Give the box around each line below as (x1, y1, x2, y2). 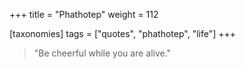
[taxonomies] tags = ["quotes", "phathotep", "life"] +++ (9, 28, 237, 39)
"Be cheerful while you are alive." (33, 47, 172, 59)
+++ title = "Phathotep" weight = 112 (9, 9, 159, 20)
